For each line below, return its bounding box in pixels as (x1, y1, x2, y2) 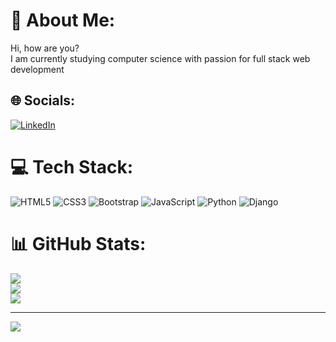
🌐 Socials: (10, 92, 76, 109)
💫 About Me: (10, 9, 116, 32)
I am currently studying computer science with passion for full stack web (10, 52, 311, 64)
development (10, 63, 65, 75)
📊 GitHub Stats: (10, 232, 147, 255)
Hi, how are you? (10, 42, 80, 54)
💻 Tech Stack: (10, 155, 134, 178)
